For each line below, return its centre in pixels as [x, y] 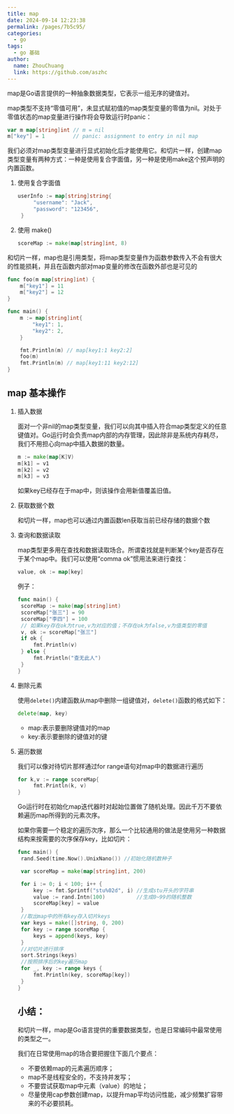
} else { [34, 652]
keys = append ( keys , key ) [71, 936]
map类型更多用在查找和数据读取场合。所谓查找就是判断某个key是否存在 [120, 550]
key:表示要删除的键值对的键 [67, 736]
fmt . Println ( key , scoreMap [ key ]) [82, 975]
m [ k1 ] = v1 [33, 463]
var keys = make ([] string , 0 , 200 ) [72, 923]
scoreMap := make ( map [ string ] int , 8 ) [72, 243]
